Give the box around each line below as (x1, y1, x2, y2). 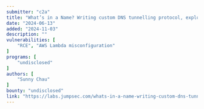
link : (6, 93, 20, 99)
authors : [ (6, 71, 34, 77)
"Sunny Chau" (17, 76, 50, 82)
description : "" (6, 31, 47, 38)
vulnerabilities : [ (6, 37, 56, 43)
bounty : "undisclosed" (6, 88, 64, 94)
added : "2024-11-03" (6, 25, 59, 32)
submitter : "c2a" (6, 8, 50, 15)
